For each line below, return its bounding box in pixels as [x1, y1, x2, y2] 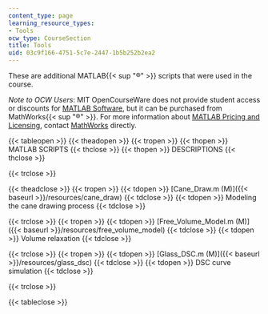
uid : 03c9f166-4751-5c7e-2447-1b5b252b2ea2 [8, 49, 156, 57]
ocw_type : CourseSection [8, 34, 91, 42]
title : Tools [8, 42, 52, 50]
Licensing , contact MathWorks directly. [8, 121, 138, 130]
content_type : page [8, 11, 74, 20]
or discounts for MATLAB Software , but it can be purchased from [8, 103, 222, 113]
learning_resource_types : [8, 19, 94, 27]
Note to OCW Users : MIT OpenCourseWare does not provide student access [8, 95, 261, 104]
